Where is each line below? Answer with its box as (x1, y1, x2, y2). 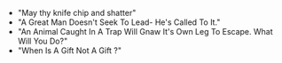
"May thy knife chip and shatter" (17, 8, 137, 18)
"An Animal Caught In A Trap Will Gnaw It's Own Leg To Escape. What (17, 27, 273, 36)
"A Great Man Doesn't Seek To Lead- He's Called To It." (17, 17, 221, 28)
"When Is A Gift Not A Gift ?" (17, 45, 122, 56)
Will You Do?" (17, 35, 68, 46)
